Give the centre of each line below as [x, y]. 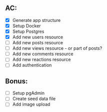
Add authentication [32, 65]
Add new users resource [38, 37]
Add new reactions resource [41, 60]
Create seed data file [34, 99]
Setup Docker [26, 26]
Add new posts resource [38, 43]
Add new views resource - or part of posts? [57, 48]
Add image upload [31, 105]
